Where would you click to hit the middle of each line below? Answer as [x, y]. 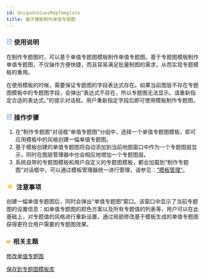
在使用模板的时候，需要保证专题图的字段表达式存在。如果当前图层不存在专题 [103, 85]
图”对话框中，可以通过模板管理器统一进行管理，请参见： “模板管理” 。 [102, 170]
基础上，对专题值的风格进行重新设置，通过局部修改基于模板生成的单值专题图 [103, 217]
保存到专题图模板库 [31, 269]
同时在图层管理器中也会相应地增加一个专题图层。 [88, 155]
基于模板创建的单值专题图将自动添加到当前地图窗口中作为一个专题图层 [103, 147]
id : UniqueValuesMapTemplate [43, 13]
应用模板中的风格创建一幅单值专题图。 [63, 139]
